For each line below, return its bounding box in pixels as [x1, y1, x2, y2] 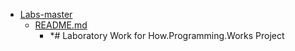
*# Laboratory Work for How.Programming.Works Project [49, 30, 285, 41]
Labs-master [19, 9, 73, 20]
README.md [34, 19, 88, 31]
